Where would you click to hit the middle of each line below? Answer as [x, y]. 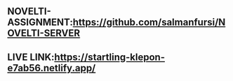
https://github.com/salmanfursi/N [149, 23]
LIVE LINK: [31, 57]
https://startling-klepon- [110, 57]
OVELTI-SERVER [44, 33]
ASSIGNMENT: [40, 23]
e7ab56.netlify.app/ [52, 68]
